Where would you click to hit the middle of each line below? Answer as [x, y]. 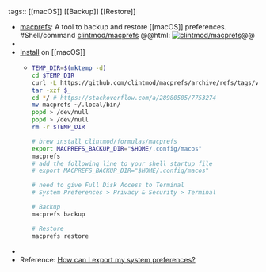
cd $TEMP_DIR [53, 75]
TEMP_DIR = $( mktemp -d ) [69, 68]
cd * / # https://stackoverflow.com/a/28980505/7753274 [123, 98]
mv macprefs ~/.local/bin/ [76, 105]
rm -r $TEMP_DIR [58, 127]
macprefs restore [60, 236]
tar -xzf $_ [51, 90]
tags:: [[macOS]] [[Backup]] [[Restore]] [72, 11]
